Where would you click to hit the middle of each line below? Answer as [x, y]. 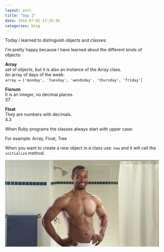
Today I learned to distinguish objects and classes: [56, 40]
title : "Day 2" [20, 15]
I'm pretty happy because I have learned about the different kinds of [74, 50]
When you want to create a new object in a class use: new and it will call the [81, 148]
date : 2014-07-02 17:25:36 [32, 21]
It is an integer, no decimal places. [40, 95]
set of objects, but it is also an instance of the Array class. [63, 70]
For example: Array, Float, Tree [36, 139]
